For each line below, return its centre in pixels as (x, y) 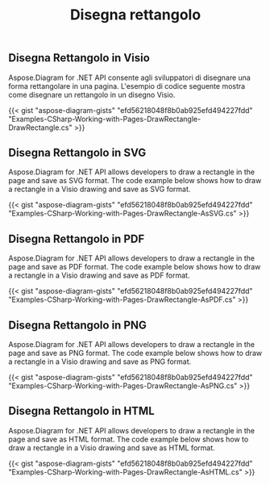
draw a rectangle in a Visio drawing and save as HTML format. (112, 447)
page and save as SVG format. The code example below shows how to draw (135, 181)
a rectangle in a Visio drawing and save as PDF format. (99, 275)
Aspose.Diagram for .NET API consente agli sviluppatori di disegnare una (130, 77)
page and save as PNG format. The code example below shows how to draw (135, 353)
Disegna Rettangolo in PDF (77, 238)
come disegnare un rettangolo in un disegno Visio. (92, 94)
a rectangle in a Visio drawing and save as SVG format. (100, 189)
